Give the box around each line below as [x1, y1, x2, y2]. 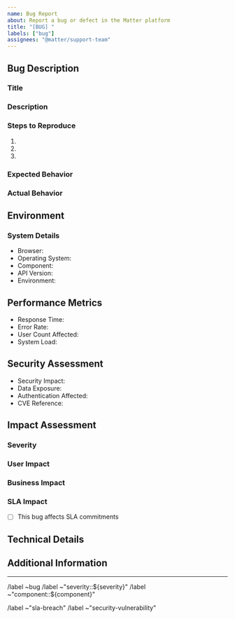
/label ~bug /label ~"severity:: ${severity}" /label [7, 583, 146, 591]
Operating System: [17, 254, 72, 263]
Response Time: [17, 315, 64, 323]
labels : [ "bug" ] [7, 29, 55, 37]
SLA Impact [7, 496, 48, 506]
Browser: [17, 247, 44, 255]
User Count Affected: [17, 330, 79, 339]
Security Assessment [7, 358, 104, 370]
